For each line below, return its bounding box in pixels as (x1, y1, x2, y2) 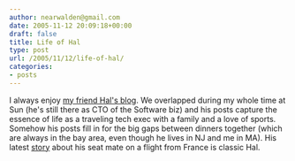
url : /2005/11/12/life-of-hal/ (9, 54, 125, 63)
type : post (9, 46, 49, 55)
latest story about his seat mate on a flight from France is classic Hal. (9, 142, 261, 152)
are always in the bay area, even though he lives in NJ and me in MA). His (9, 132, 276, 142)
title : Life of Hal (9, 37, 81, 47)
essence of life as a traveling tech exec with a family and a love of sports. (9, 113, 276, 124)
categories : (9, 63, 53, 72)
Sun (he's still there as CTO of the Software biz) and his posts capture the (9, 103, 278, 115)
